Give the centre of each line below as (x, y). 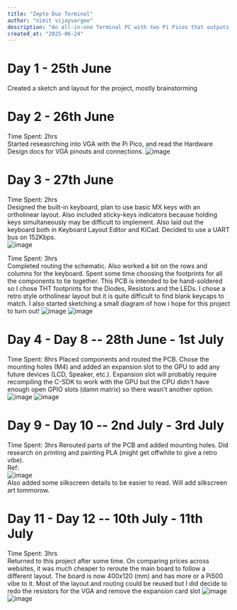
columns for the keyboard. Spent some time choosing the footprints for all (115, 274)
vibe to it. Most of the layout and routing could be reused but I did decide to (117, 583)
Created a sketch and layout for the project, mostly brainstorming (103, 88)
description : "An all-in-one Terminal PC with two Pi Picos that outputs (118, 27)
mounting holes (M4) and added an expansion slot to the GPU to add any (114, 367)
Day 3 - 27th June (61, 180)
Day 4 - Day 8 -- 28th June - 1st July (116, 340)
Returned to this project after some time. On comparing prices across (109, 560)
